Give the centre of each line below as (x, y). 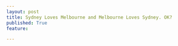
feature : (17, 28)
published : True (27, 23)
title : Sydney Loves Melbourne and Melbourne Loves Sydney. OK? (89, 17)
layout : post (23, 12)
